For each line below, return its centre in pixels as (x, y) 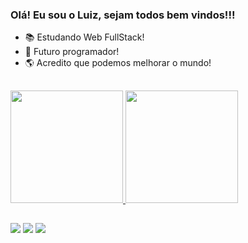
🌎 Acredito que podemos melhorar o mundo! (118, 63)
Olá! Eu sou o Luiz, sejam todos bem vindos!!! (123, 15)
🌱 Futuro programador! (72, 52)
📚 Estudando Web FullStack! (84, 37)
